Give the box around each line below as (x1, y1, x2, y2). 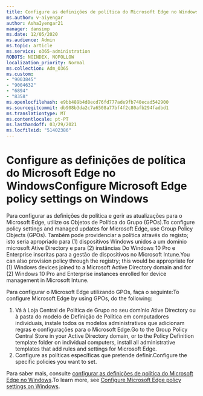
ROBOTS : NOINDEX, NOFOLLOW (6, 54, 74, 60)
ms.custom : (6, 71, 34, 77)
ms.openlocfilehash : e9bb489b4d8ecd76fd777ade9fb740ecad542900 (6, 99, 169, 105)
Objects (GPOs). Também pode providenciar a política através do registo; (6, 231, 188, 238)
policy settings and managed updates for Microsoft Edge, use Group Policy (6, 225, 193, 232)
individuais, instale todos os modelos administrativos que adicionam (14, 319, 185, 326)
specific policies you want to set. (14, 358, 97, 365)
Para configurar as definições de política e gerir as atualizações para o (6, 212, 182, 219)
